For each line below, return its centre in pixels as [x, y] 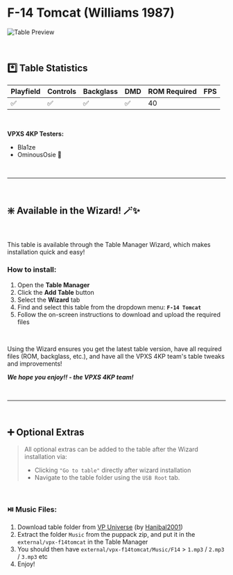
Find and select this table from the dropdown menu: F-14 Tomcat [109, 307]
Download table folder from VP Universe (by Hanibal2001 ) [100, 527]
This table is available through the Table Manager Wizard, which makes [109, 244]
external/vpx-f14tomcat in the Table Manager [83, 542]
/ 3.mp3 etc [33, 556]
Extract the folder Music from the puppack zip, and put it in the [106, 534]
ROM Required [172, 91]
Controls [62, 91]
